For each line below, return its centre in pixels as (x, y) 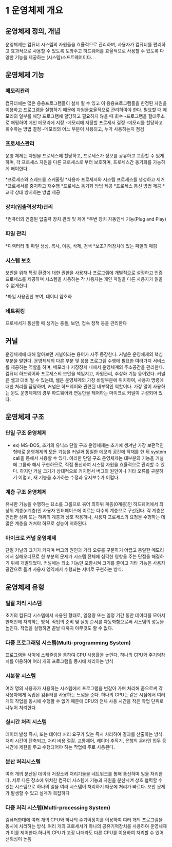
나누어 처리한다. (21, 707)
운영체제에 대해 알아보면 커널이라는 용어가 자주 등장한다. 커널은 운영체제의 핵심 (84, 354)
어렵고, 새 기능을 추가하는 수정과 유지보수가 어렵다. (69, 477)
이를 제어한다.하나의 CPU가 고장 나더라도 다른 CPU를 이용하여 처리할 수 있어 (87, 833)
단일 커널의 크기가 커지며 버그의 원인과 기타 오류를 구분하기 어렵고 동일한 (78, 550)
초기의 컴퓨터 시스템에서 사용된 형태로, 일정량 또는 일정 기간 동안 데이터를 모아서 (85, 615)
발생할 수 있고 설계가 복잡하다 (40, 793)
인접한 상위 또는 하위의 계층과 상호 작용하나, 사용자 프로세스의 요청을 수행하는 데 (85, 517)
